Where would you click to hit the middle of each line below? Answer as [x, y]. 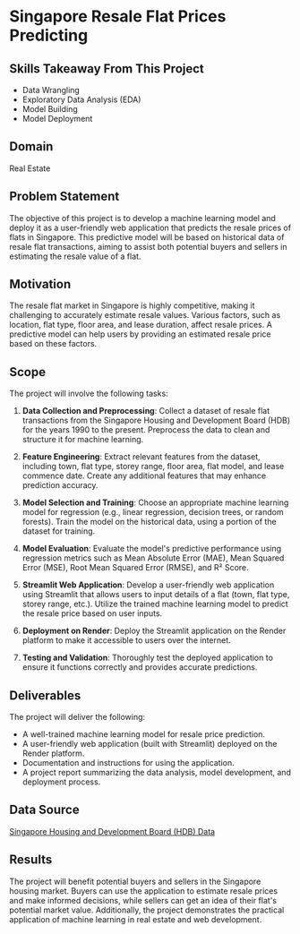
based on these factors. [53, 344]
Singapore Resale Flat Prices [118, 17]
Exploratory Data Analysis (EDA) [81, 99]
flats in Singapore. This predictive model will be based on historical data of [147, 237]
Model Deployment [57, 119]
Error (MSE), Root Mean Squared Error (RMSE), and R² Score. [135, 568]
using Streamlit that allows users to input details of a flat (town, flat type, [156, 595]
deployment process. [61, 782]
